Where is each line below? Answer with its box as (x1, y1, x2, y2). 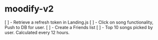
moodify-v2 (4, 3, 54, 14)
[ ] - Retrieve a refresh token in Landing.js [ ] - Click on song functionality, (4, 19, 154, 25)
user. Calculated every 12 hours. (4, 29, 70, 35)
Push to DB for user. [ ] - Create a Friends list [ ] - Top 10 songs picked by (4, 24, 153, 30)
